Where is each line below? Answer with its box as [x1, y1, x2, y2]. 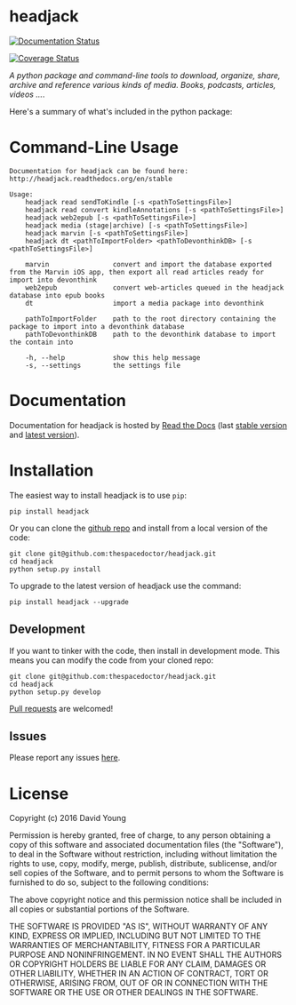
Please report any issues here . [9, 753, 121, 763]
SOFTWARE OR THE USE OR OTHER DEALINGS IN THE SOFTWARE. [9, 987, 259, 998]
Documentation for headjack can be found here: [9, 166, 189, 175]
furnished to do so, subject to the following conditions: [9, 877, 209, 888]
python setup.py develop [9, 687, 101, 697]
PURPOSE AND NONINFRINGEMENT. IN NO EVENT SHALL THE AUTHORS [9, 949, 283, 961]
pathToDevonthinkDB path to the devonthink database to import [25, 330, 276, 339]
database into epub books [9, 291, 105, 299]
